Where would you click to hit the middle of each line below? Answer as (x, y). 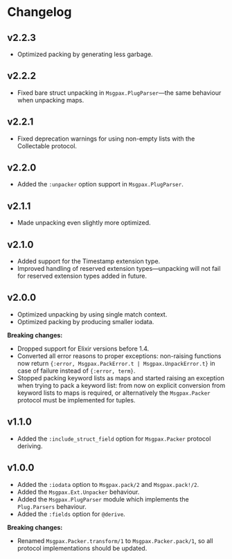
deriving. (30, 446)
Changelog (39, 12)
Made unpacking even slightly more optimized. (84, 223)
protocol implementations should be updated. (82, 548)
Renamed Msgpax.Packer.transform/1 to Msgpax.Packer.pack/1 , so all (115, 540)
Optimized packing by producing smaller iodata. (86, 321)
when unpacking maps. (51, 100)
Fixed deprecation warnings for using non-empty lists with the (106, 139)
